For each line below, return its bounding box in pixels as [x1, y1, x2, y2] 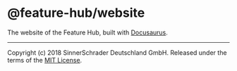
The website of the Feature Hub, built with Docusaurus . [7, 28, 168, 37]
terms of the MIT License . [7, 56, 83, 64]
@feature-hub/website [7, 5, 145, 21]
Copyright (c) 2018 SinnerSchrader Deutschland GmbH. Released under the [7, 48, 227, 57]
